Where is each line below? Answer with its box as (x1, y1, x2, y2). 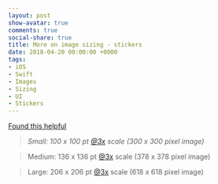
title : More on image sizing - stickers (8, 41, 143, 49)
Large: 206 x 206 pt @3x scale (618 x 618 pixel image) (27, 167, 205, 177)
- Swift (8, 70, 34, 78)
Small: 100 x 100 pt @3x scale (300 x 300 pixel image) (27, 137, 205, 146)
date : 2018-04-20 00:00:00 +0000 (8, 48, 118, 56)
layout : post (8, 11, 51, 20)
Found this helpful (8, 122, 67, 131)
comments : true (8, 26, 58, 34)
